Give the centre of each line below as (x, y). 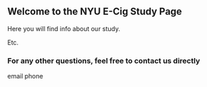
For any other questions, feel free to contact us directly (104, 61)
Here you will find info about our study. (64, 28)
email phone (25, 76)
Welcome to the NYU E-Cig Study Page (95, 12)
